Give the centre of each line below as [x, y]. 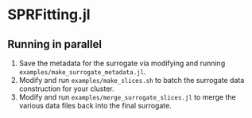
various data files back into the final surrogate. [95, 106]
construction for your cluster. [66, 88]
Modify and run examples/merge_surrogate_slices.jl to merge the [127, 97]
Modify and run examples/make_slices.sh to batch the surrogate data [132, 80]
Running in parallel [55, 44]
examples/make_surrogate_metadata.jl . [82, 72]
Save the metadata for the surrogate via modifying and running [122, 63]
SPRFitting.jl [49, 15]
